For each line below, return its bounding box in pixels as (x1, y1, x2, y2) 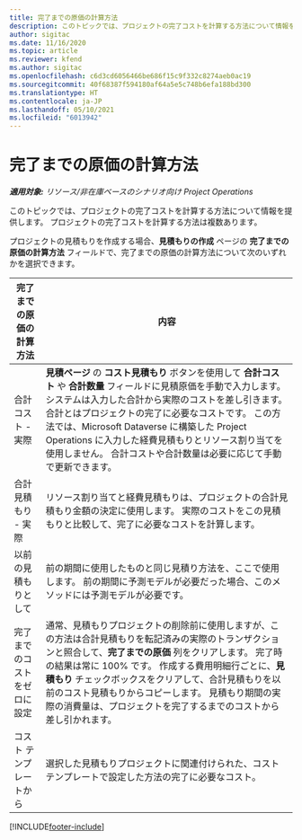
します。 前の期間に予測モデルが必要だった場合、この (45, 576, 272, 588)
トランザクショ (216, 632, 280, 645)
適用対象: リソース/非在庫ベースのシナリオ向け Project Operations (9, 186, 253, 198)
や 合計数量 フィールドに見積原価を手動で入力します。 (57, 380, 286, 393)
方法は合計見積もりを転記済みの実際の (54, 632, 218, 645)
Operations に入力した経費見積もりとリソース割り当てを (45, 434, 283, 447)
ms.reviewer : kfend (9, 55, 83, 64)
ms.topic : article (9, 47, 78, 56)
